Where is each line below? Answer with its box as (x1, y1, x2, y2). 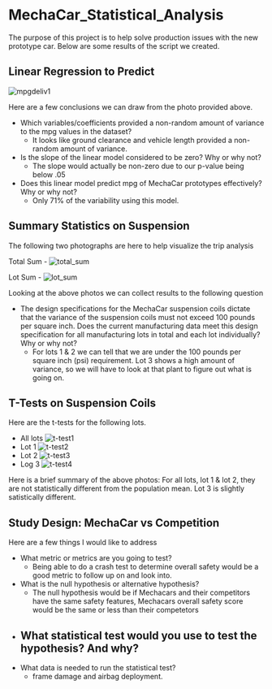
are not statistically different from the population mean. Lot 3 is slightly (8, 483, 245, 493)
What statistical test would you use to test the (19, 628, 257, 643)
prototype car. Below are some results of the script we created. (8, 41, 220, 50)
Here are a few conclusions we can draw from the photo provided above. (8, 102, 253, 111)
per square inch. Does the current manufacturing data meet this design (19, 321, 258, 331)
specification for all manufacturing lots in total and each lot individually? (19, 329, 261, 339)
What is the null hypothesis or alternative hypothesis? (19, 579, 200, 589)
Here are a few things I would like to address (8, 538, 158, 548)
